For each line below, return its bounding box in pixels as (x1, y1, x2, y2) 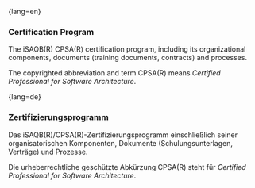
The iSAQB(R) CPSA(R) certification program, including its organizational (8, 44, 246, 54)
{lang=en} (8, 7, 41, 16)
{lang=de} (8, 92, 41, 102)
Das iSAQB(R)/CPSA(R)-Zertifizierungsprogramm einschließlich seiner (8, 130, 238, 140)
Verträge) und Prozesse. (8, 147, 88, 156)
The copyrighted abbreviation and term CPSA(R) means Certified (8, 68, 221, 78)
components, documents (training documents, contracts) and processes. (8, 53, 248, 63)
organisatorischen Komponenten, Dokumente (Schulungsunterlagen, (8, 138, 233, 148)
